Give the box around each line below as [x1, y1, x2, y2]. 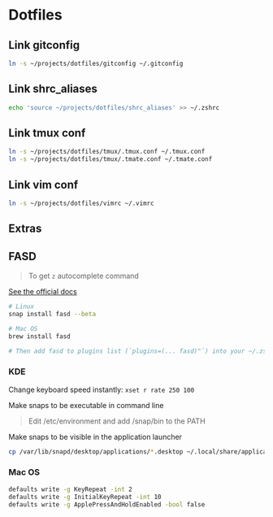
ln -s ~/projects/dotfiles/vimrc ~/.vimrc [8, 199, 154, 207]
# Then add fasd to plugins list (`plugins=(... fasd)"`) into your [8, 347, 245, 355]
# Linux [8, 302, 35, 311]
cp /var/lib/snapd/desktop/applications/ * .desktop [8, 447, 184, 456]
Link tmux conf [8, 126, 86, 140]
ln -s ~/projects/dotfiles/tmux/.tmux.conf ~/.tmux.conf [8, 148, 206, 156]
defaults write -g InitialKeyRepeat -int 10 [8, 493, 162, 501]
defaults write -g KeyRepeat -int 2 [8, 485, 132, 493]
